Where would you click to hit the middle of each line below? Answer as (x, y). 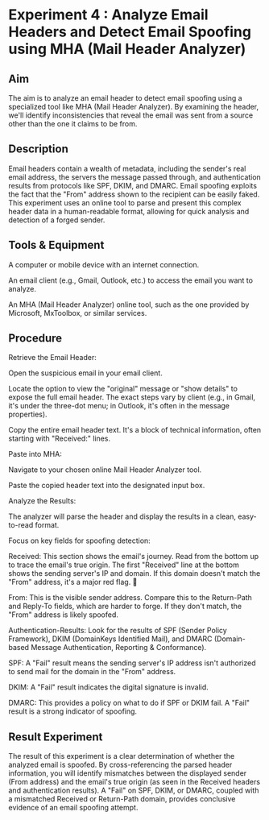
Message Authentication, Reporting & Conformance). (119, 648)
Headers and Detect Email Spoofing (130, 32)
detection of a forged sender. (57, 220)
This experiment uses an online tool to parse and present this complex (125, 202)
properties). (28, 414)
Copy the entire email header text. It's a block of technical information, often (135, 430)
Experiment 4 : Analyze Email (108, 15)
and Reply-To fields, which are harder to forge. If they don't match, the (125, 607)
